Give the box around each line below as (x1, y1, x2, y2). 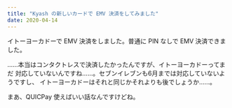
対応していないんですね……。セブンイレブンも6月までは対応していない (15, 69, 219, 77)
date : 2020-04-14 (7, 17, 58, 24)
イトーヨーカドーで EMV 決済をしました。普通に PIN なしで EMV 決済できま (7, 36, 226, 45)
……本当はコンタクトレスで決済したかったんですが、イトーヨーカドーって (7, 60, 219, 68)
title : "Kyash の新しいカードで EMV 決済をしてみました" (7, 10, 159, 17)
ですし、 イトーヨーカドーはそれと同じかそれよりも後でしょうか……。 (13, 77, 216, 86)
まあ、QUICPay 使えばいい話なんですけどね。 (7, 92, 139, 101)
